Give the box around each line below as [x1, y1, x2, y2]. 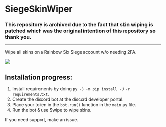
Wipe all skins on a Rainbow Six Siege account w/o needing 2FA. [5, 49, 137, 55]
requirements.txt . [12, 91, 49, 97]
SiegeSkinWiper [5, 3, 73, 15]
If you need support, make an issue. [5, 117, 78, 123]
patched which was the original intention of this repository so [5, 27, 156, 34]
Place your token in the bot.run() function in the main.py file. [12, 102, 137, 108]
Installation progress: [5, 73, 73, 81]
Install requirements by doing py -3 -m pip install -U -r [12, 86, 130, 92]
